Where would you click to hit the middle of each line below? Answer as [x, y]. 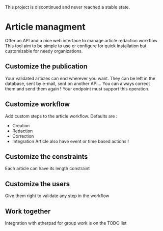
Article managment [45, 27]
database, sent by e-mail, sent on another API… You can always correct [78, 84]
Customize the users [38, 184]
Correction [23, 136]
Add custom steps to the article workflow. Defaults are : [61, 116]
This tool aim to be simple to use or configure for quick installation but [76, 46]
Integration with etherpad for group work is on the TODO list [66, 223]
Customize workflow [38, 104]
